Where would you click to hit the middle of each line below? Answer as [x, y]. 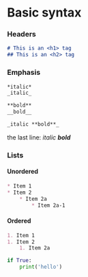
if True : [19, 261]
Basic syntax [44, 13]
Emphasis [24, 72]
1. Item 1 [21, 235]
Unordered [23, 171]
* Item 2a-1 [49, 205]
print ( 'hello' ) [41, 267]
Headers [21, 34]
